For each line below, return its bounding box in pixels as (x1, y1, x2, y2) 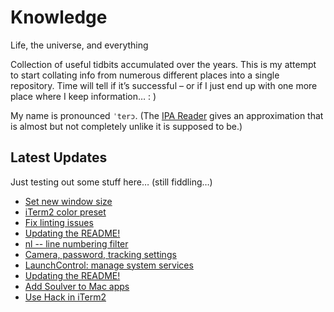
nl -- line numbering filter (24, 237, 129, 250)
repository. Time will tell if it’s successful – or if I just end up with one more (10, 79, 318, 91)
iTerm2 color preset (24, 206, 107, 218)
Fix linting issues (24, 216, 94, 228)
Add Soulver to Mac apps (24, 280, 130, 292)
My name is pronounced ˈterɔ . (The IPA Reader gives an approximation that (10, 109, 324, 121)
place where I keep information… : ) (10, 90, 157, 102)
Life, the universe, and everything (10, 39, 149, 51)
